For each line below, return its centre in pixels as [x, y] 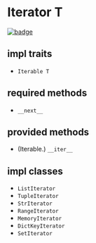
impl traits [30, 54]
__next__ [30, 111]
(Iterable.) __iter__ [45, 149]
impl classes [35, 171]
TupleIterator [38, 197]
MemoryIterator [40, 219]
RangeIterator [38, 211]
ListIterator [36, 189]
